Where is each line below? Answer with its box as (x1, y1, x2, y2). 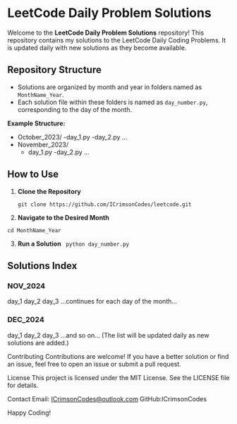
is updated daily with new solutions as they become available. (7, 43, 187, 52)
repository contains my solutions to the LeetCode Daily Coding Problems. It (7, 35, 226, 44)
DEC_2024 (7, 315, 44, 325)
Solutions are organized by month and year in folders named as (17, 83, 202, 91)
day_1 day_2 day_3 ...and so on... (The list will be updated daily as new (7, 331, 209, 339)
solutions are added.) (7, 338, 69, 347)
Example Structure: (7, 119, 66, 127)
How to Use (7, 168, 59, 181)
